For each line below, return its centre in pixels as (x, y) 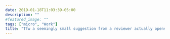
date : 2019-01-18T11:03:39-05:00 (40, 10)
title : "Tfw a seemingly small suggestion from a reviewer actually (79, 29)
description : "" (22, 15)
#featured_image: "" (27, 19)
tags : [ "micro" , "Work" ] (31, 24)
